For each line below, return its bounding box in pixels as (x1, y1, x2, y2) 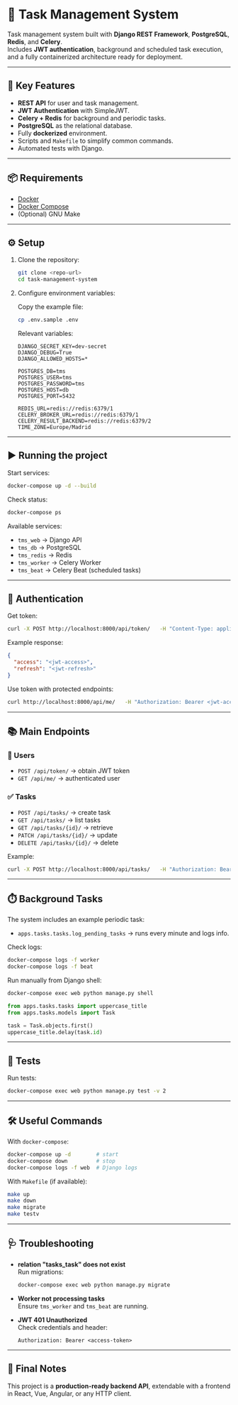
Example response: (7, 639, 64, 647)
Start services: (7, 468, 50, 477)
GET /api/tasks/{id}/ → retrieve (17, 823, 113, 832)
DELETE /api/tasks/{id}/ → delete (17, 838, 119, 847)
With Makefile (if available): (7, 1177, 87, 1186)
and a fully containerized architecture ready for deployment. (7, 53, 183, 61)
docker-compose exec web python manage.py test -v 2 (7, 1087, 166, 1095)
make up (7, 1190, 30, 1198)
